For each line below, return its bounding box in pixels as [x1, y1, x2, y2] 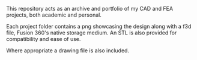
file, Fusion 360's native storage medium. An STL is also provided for [6, 29, 177, 36]
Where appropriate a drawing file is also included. [6, 47, 130, 54]
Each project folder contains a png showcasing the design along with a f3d [6, 23, 192, 30]
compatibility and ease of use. [6, 36, 81, 42]
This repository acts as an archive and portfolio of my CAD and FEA [6, 5, 173, 12]
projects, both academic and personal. [6, 11, 102, 18]
